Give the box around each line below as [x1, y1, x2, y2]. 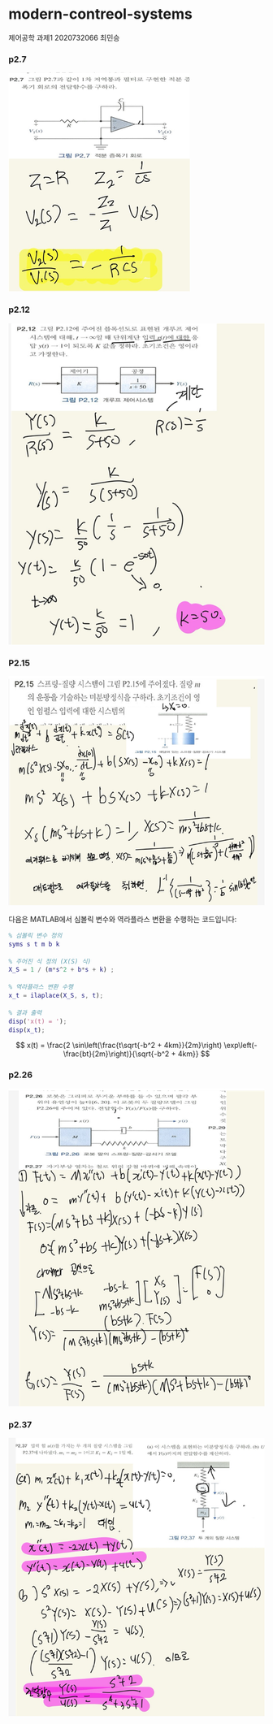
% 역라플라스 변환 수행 [8, 983, 74, 991]
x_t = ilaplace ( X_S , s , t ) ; [8, 992, 104, 1000]
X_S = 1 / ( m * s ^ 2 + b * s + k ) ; [8, 966, 115, 974]
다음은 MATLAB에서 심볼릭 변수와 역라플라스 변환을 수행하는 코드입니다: [8, 914, 237, 924]
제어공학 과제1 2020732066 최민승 [8, 32, 120, 42]
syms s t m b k [8, 940, 60, 948]
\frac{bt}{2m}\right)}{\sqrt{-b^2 [63, 1049, 170, 1059]
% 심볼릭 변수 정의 [8, 931, 63, 939]
